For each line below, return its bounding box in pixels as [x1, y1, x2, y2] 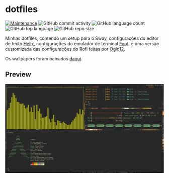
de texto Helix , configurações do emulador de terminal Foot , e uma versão [5, 40, 159, 46]
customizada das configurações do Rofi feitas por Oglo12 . [5, 46, 125, 52]
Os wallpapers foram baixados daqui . [5, 55, 83, 61]
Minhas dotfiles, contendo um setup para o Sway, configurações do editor [5, 35, 159, 41]
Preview [5, 70, 32, 79]
